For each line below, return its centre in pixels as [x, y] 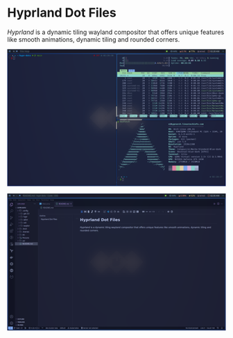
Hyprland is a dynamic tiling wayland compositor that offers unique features [116, 32]
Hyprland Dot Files [62, 13]
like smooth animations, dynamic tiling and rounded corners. [94, 39]
